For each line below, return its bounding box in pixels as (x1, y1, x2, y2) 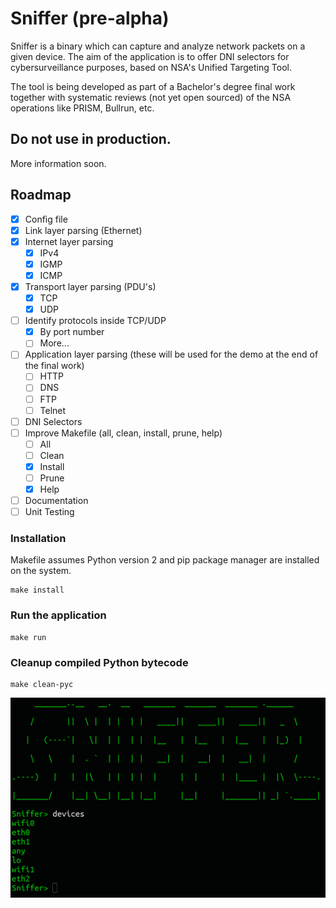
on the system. (10, 565, 72, 577)
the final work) (24, 360, 85, 372)
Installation (10, 532, 67, 546)
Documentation (24, 495, 89, 507)
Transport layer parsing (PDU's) (24, 280, 157, 292)
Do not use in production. (10, 131, 172, 148)
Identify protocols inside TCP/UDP (24, 315, 167, 327)
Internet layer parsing (24, 235, 114, 247)
